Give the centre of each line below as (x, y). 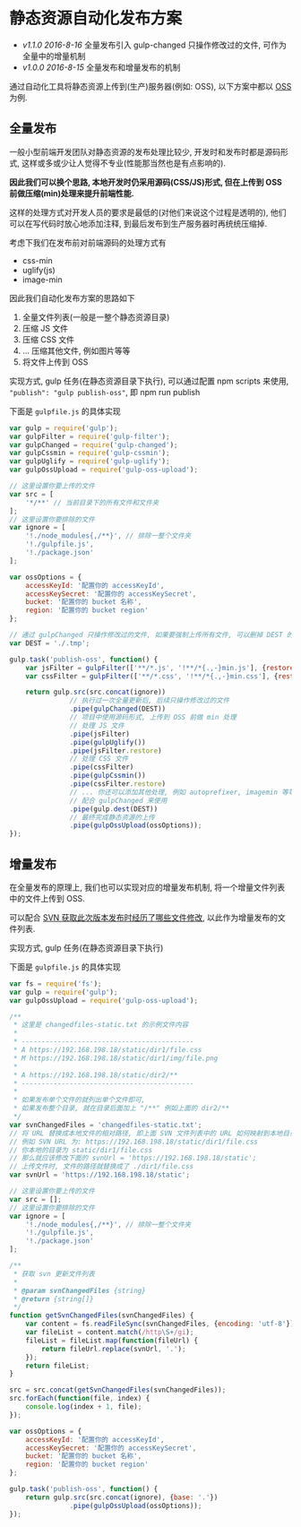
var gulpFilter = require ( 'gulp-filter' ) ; (90, 436)
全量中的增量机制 (54, 56)
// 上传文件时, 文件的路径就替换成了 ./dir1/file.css (102, 1167)
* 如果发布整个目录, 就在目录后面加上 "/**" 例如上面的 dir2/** (121, 1109)
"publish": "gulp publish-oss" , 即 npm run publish (105, 392)
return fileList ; (58, 1366)
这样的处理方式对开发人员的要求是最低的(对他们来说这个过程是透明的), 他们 (148, 212)
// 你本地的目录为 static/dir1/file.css (81, 1150)
